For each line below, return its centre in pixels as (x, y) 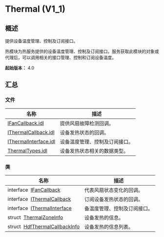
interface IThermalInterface (40, 208)
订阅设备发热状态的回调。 (114, 199)
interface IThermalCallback (39, 199)
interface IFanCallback (34, 190)
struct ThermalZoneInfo (35, 217)
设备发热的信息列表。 (109, 227)
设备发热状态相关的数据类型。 (94, 151)
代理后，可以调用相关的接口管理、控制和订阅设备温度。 (61, 58)
